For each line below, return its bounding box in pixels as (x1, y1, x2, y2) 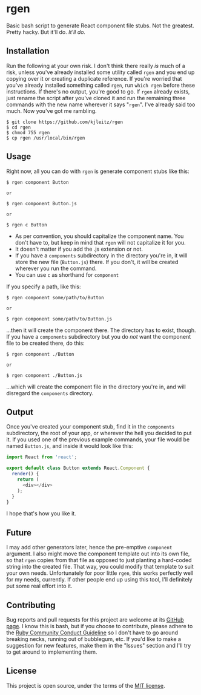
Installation (6, 46, 50, 56)
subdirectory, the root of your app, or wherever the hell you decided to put (6, 430, 192, 437)
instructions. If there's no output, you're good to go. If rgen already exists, (6, 87, 190, 95)
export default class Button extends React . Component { (6, 465, 150, 472)
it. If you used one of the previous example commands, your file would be (6, 436, 190, 443)
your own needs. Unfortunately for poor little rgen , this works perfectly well (6, 569, 194, 577)
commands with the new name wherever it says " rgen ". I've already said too (6, 101, 196, 108)
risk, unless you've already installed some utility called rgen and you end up (6, 69, 195, 76)
